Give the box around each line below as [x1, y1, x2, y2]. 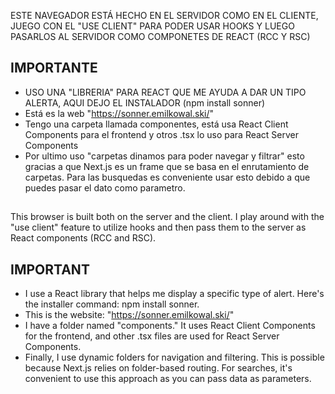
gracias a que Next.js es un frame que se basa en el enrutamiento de [24, 160, 310, 172]
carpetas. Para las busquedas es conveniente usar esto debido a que [24, 171, 311, 183]
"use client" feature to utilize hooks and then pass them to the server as [10, 221, 307, 234]
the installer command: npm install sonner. [24, 298, 200, 310]
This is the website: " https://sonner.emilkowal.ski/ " [24, 309, 235, 321]
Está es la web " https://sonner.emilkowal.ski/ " [24, 107, 215, 119]
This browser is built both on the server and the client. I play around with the [10, 211, 325, 223]
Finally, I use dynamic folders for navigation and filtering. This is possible [24, 351, 325, 364]
